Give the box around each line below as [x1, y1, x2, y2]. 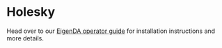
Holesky [6, 4, 56, 20]
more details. [6, 34, 45, 42]
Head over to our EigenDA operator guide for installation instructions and [6, 27, 216, 35]
